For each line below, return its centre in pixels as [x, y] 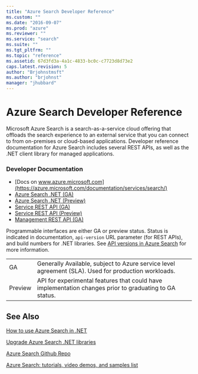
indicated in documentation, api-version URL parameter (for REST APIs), [94, 238]
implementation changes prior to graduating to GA [106, 288]
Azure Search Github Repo [38, 354]
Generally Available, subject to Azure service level [106, 264]
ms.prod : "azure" [27, 28]
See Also [23, 316]
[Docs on [26, 182]
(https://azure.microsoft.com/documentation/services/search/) [91, 188]
